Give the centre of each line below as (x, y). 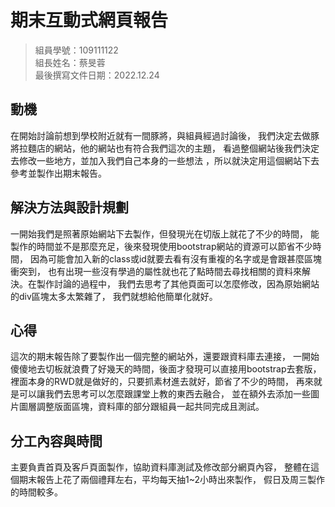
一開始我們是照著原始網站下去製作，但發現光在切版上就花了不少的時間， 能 (165, 233)
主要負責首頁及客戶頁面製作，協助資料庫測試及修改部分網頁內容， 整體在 (160, 467)
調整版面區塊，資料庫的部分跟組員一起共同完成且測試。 (150, 407)
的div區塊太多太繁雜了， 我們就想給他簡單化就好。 (114, 296)
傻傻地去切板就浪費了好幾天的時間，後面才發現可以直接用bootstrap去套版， (166, 369)
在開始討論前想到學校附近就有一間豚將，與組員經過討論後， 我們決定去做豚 (165, 135)
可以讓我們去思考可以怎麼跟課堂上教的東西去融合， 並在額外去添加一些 (164, 394)
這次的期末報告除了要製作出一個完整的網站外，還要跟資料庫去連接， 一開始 (165, 357)
